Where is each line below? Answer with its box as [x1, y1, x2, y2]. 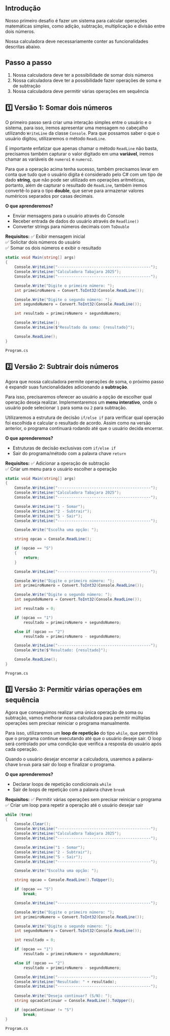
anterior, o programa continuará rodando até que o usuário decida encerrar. [5, 425, 164, 431]
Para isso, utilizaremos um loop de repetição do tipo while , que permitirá [5, 729, 158, 736]
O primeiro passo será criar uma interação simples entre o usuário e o [5, 119, 151, 126]
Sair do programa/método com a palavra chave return [12, 450, 126, 456]
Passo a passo [5, 58, 52, 67]
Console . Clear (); [14, 821, 51, 827]
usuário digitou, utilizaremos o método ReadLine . [5, 136, 107, 142]
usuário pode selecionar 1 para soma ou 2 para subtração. [5, 404, 127, 411]
